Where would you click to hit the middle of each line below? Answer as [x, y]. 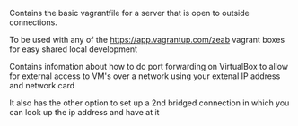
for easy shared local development [73, 49]
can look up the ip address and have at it [84, 112]
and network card [42, 85]
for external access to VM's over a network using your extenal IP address [145, 76]
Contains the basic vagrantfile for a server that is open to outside [129, 13]
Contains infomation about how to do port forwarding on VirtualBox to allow [149, 67]
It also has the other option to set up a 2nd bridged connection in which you [149, 103]
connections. [34, 22]
